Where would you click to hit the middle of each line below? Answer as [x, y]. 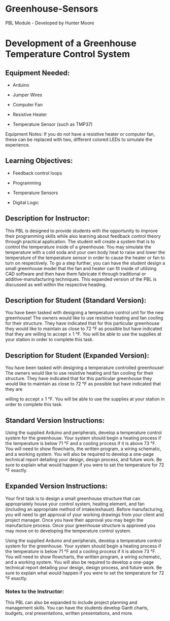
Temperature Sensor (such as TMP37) [53, 124]
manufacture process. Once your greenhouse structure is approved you [80, 525]
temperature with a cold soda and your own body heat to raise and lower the [85, 252]
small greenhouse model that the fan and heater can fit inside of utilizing [81, 268]
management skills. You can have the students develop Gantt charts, [77, 608]
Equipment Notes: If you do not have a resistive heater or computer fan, [80, 134]
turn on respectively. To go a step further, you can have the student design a [85, 263]
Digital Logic [26, 202]
